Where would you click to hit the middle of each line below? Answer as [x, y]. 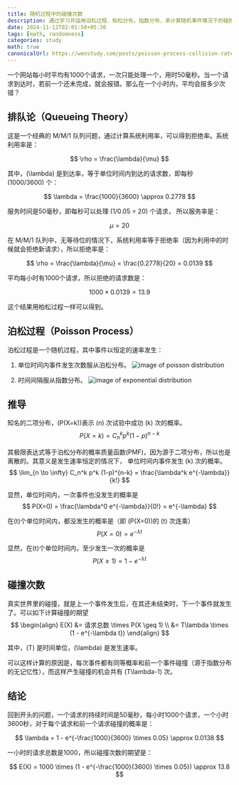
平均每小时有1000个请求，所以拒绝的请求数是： [77, 277]
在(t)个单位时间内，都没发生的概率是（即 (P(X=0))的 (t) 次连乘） [101, 520]
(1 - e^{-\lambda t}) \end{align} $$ [119, 633]
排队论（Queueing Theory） [70, 117]
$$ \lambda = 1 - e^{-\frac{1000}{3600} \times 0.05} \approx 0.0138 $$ [119, 737]
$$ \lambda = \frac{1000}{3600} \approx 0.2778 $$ [119, 196]
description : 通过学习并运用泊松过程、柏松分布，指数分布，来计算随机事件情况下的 [116, 21]
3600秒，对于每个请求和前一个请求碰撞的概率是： [81, 723]
